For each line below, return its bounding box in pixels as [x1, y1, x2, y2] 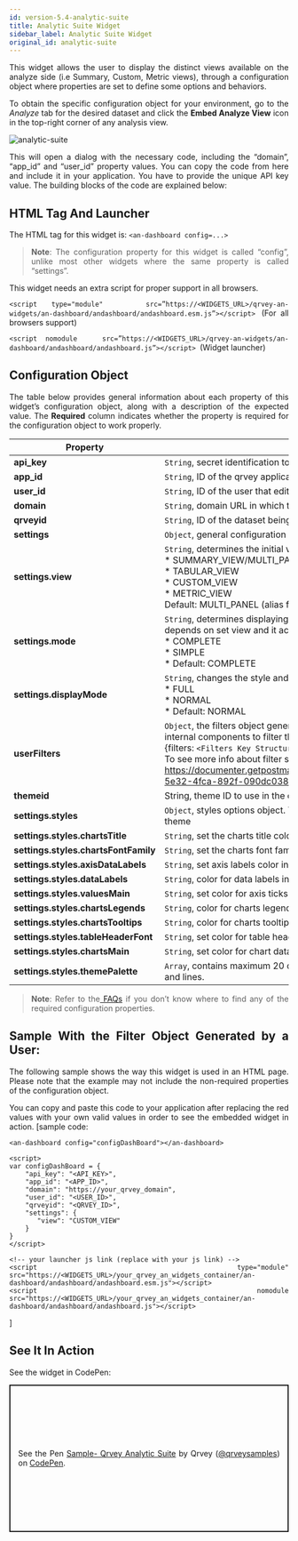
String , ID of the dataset [163, 513, 266, 526]
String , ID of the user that [163, 485, 272, 497]
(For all [261, 308, 289, 318]
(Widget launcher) [199, 342, 266, 353]
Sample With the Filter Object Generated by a [9, 1029, 289, 1044]
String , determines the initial [163, 542, 284, 555]
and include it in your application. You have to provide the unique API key [9, 171, 289, 181]
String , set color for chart [163, 944, 271, 957]
